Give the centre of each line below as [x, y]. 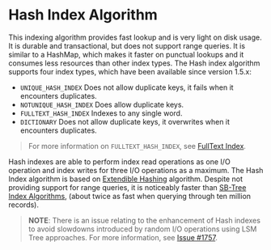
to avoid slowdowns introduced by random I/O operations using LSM [142, 229]
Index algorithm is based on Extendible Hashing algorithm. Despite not [125, 179]
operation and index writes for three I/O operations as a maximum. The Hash [136, 170]
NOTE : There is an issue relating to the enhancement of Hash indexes [144, 220]
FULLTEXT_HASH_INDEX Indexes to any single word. [101, 113]
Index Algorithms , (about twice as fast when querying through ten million [130, 196]
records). [23, 205]
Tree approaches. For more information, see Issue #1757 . [123, 237]
